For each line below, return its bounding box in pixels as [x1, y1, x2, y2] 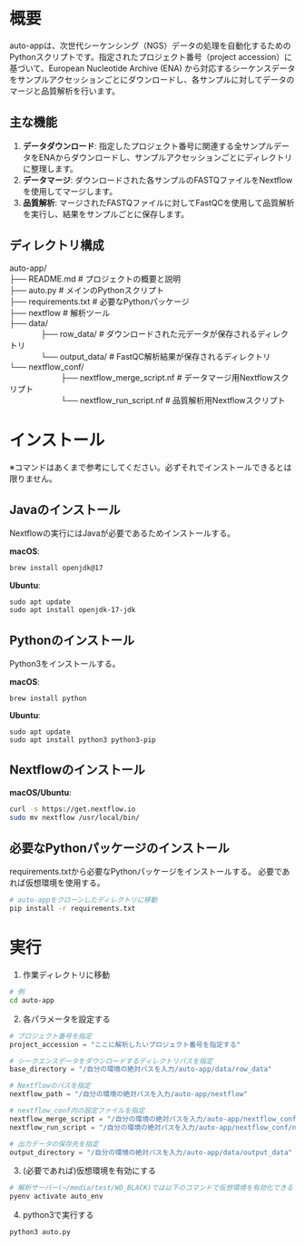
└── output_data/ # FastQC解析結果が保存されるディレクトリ [40, 351, 271, 361]
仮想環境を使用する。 [25, 877, 105, 888]
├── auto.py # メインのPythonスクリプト [9, 284, 165, 295]
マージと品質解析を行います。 [9, 85, 121, 96]
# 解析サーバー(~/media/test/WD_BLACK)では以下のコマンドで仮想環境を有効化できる [9, 1183, 293, 1192]
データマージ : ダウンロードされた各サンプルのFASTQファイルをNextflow [22, 174, 293, 185]
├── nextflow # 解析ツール [9, 307, 111, 318]
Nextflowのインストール [9, 762, 145, 777]
